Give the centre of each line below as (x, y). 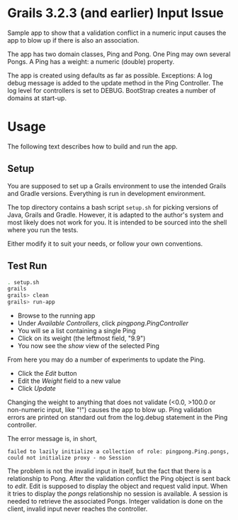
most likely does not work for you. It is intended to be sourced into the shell (117, 222)
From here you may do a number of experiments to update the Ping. (106, 359)
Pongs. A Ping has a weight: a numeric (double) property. (91, 61)
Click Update (37, 388)
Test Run (27, 266)
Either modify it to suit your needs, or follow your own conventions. (105, 244)
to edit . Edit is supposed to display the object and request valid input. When (118, 486)
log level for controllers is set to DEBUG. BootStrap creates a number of (112, 90)
